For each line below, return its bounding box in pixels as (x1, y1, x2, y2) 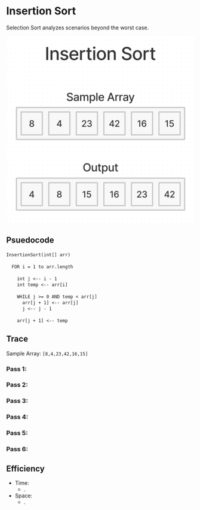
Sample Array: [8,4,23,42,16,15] (6, 350, 88, 357)
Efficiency (6, 463, 45, 473)
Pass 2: (6, 381, 28, 389)
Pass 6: (6, 445, 29, 453)
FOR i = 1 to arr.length (11, 263, 73, 270)
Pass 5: (6, 429, 28, 438)
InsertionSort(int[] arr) (6, 251, 70, 258)
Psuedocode (6, 235, 55, 245)
